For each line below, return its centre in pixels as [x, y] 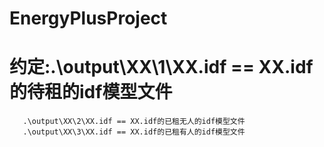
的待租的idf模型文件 [91, 92]
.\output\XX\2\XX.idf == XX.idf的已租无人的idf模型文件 [134, 122]
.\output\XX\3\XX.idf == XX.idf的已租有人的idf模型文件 [134, 132]
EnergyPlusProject [88, 18]
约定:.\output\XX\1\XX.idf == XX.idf [161, 67]
